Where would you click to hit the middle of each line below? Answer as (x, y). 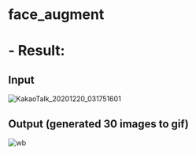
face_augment (56, 15)
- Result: (37, 51)
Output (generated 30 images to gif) (98, 124)
